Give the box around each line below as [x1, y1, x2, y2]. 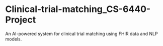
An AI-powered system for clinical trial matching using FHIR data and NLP [5, 30, 158, 36]
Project [5, 14, 36, 25]
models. [5, 36, 22, 42]
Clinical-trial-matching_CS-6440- [5, 3, 151, 15]
